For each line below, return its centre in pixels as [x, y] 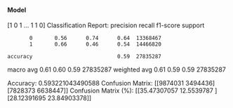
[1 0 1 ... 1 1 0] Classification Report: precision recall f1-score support [106, 25]
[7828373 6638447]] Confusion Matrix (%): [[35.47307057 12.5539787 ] [112, 90]
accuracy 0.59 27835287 [84, 57]
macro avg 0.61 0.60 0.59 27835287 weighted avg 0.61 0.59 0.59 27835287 [116, 69]
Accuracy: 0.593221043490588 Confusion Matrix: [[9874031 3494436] [111, 83]
